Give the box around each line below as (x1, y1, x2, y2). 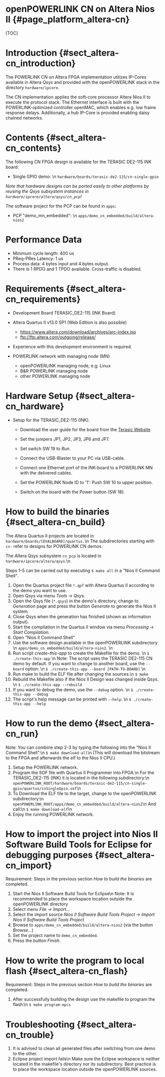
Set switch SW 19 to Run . (20, 446, 71, 452)
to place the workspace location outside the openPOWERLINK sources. (12, 1066, 157, 1072)
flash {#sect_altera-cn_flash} (5, 965, 128, 976)
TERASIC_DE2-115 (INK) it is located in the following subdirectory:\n (12, 775, 150, 781)
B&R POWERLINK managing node (20, 368, 88, 374)
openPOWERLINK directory (12, 901, 68, 907)
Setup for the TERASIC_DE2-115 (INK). (12, 417, 90, 423)
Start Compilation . (12, 629, 50, 635)
